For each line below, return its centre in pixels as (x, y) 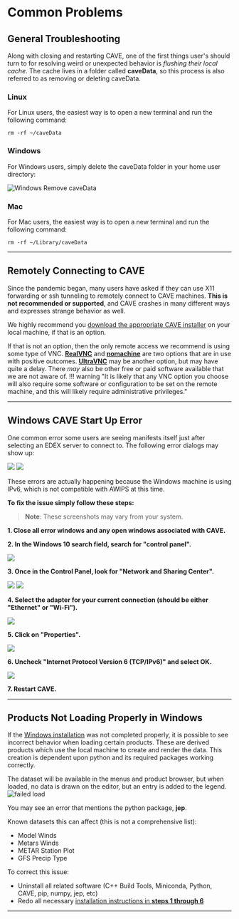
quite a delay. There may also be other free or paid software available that (116, 368)
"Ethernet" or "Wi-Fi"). (43, 607)
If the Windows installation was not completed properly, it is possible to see (118, 735)
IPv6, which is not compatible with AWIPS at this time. (86, 489)
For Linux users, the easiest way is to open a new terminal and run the (110, 113)
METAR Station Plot (46, 851)
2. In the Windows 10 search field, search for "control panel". (100, 544)
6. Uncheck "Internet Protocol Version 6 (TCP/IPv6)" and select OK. (110, 661)
